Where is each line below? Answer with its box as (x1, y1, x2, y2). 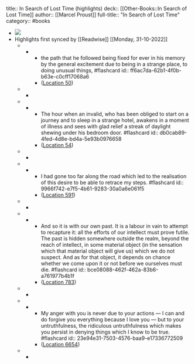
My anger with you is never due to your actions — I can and (40, 310, 185, 317)
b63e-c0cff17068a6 (40, 73, 90, 80)
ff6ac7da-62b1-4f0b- (129, 67, 182, 74)
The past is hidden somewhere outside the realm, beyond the (40, 235, 189, 242)
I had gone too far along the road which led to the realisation (40, 173, 187, 179)
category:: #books (6, 18, 51, 24)
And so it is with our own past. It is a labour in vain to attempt (40, 223, 189, 229)
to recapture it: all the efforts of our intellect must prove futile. (40, 229, 190, 236)
